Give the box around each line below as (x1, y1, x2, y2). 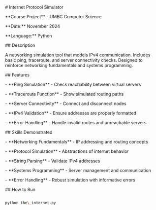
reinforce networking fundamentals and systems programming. (5, 63, 133, 68)
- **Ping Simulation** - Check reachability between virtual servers (5, 81, 141, 87)
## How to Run (5, 187, 35, 192)
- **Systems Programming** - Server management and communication (5, 168, 152, 173)
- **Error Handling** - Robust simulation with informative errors (5, 177, 135, 183)
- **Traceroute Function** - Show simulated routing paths (5, 91, 124, 97)
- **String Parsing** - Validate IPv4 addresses (5, 158, 100, 164)
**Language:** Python (5, 33, 53, 38)
